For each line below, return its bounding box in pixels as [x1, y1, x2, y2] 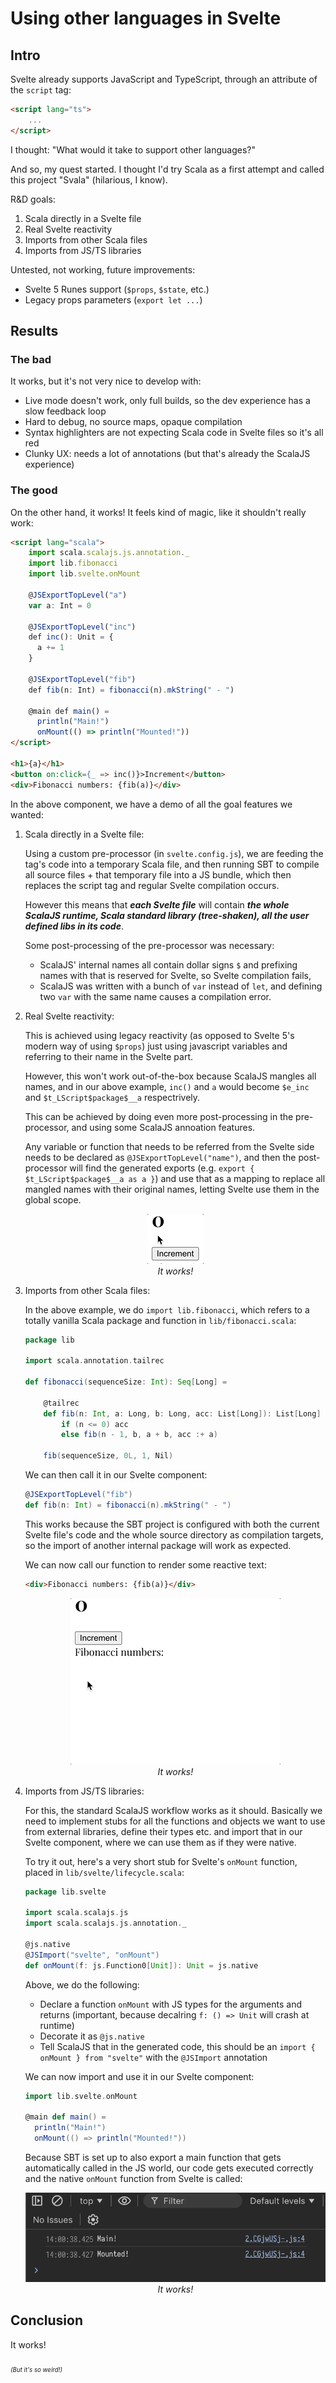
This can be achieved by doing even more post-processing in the [24, 1110, 294, 1122]
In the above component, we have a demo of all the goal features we [10, 798, 293, 810]
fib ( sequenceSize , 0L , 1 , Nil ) [43, 1451, 174, 1461]
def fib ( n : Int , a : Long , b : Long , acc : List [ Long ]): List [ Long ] [43, 1408, 322, 1419]
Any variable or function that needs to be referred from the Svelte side [24, 1140, 315, 1152]
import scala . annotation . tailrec [24, 1356, 165, 1366]
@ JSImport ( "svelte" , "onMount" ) [24, 1950, 160, 1960]
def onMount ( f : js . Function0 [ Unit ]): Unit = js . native [24, 1960, 259, 1971]
